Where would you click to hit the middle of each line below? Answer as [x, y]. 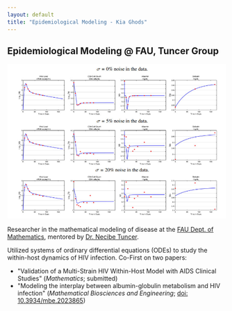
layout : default [31, 15]
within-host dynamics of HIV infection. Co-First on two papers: [97, 258]
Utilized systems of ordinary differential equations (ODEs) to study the [107, 251]
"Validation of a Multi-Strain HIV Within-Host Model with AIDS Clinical [117, 271]
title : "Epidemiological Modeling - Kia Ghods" [77, 22]
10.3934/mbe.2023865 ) [51, 301]
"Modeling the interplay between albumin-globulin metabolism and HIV [119, 286]
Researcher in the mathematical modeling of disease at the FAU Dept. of [110, 230]
